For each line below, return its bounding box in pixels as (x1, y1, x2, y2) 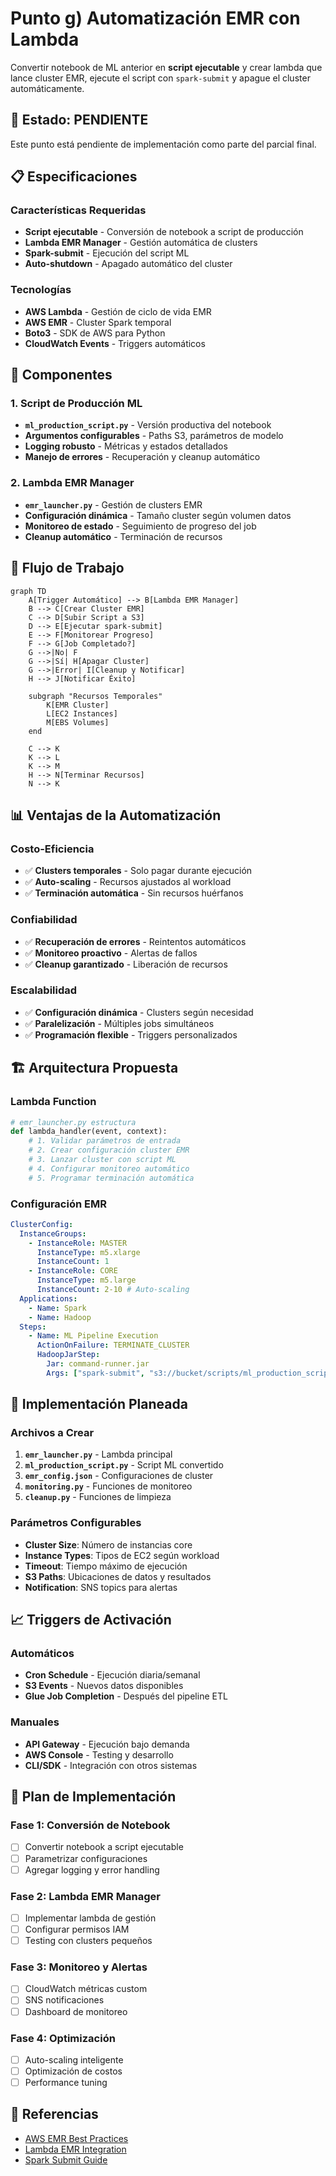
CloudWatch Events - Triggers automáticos (24, 337, 206, 349)
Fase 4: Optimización (10, 2031, 116, 2045)
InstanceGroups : (19, 1228, 87, 1239)
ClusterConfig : (10, 1219, 74, 1229)
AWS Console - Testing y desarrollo (24, 1748, 174, 1761)
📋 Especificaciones (10, 168, 138, 186)
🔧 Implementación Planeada (10, 1396, 188, 1413)
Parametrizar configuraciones (24, 1852, 148, 1864)
